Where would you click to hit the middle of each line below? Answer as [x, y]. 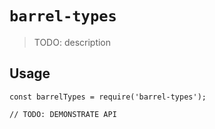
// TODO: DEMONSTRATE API [63, 114]
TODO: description [72, 42]
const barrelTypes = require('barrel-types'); [108, 97]
